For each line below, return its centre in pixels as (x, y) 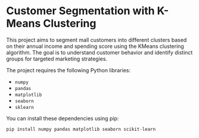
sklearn (24, 107)
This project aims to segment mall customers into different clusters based (97, 40)
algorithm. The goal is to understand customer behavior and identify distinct (99, 52)
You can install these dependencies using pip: (63, 118)
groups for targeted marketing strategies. (57, 59)
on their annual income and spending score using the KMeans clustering (95, 46)
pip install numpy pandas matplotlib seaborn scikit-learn (81, 129)
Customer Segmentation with (80, 11)
